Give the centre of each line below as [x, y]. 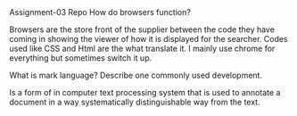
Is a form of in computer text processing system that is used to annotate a [145, 92]
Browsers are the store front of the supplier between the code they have [142, 29]
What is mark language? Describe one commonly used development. [136, 75]
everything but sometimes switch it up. [81, 58]
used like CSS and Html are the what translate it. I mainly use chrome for [142, 48]
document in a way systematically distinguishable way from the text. [135, 102]
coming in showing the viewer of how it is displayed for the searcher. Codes [148, 39]
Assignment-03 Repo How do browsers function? [100, 12]
